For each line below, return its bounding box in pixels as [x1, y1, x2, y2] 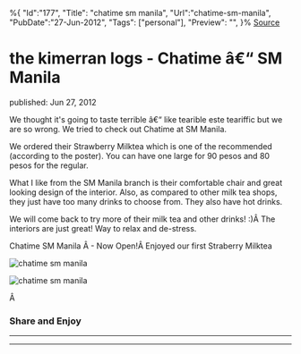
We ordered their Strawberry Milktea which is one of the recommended [9, 140, 273, 151]
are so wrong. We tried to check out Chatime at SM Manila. [9, 123, 227, 134]
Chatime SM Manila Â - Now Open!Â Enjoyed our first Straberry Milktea [9, 240, 273, 251]
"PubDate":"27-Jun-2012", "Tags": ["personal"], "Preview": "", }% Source [9, 17, 280, 28]
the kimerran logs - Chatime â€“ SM [9, 48, 283, 69]
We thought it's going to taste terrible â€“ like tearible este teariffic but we [9, 114, 283, 124]
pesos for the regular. [9, 160, 89, 171]
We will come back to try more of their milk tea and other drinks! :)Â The [9, 214, 276, 224]
